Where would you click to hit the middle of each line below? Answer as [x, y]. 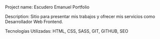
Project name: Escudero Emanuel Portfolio [47, 7]
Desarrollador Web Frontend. [34, 22]
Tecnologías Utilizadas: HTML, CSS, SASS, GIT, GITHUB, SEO [67, 31]
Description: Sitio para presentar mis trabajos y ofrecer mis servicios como [80, 16]
